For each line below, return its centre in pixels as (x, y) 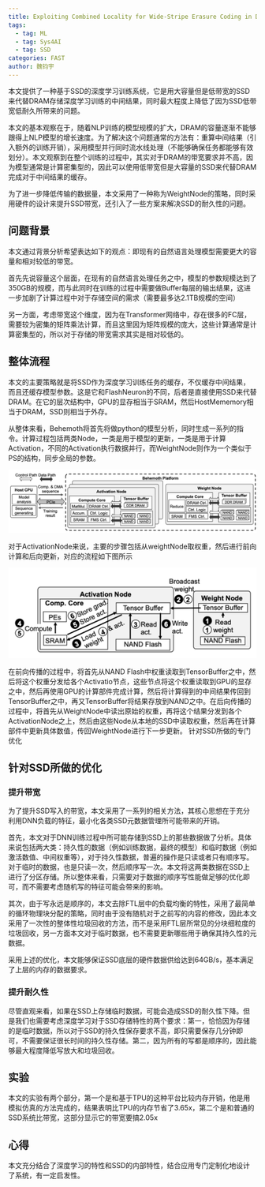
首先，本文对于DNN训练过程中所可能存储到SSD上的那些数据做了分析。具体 (130, 837)
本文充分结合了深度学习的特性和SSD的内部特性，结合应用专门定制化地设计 (129, 1166)
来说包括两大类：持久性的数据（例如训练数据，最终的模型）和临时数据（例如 (132, 848)
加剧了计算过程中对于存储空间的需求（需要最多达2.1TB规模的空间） (131, 298)
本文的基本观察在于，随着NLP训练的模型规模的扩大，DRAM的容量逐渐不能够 (132, 127)
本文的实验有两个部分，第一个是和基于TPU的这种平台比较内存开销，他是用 (129, 1098)
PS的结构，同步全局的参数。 (54, 458)
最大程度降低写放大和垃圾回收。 (67, 1050)
